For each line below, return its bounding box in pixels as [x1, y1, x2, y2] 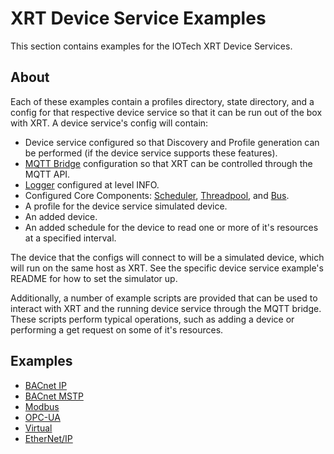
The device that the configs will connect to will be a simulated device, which [10, 251, 325, 263]
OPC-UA [24, 411, 61, 423]
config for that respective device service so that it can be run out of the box [10, 106, 323, 118]
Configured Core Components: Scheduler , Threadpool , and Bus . [24, 189, 290, 201]
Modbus [24, 400, 60, 412]
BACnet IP [24, 379, 68, 391]
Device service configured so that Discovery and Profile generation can [24, 136, 320, 148]
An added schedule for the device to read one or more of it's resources [24, 221, 319, 233]
